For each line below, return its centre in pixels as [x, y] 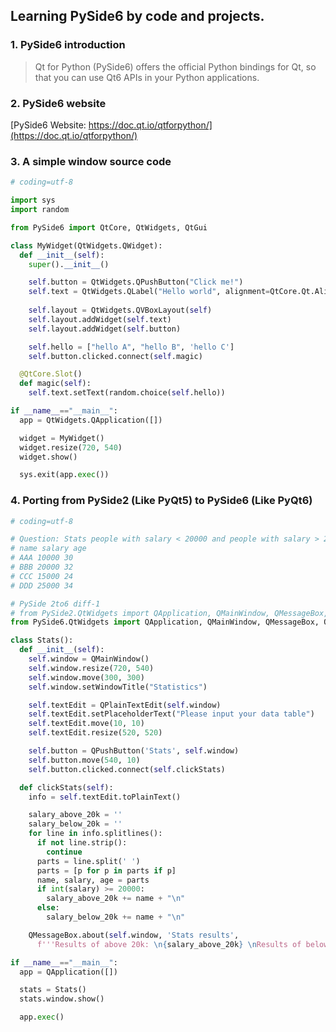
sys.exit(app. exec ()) [64, 475]
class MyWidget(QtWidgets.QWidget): [86, 245]
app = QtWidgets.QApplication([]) [91, 420]
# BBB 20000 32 [42, 567]
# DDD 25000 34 [42, 585]
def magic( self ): [55, 384]
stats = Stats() [53, 990]
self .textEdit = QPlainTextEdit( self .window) [125, 705]
